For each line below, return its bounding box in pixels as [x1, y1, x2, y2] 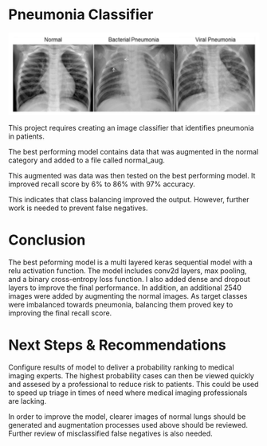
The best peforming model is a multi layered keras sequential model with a [8, 257, 253, 267]
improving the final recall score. [8, 308, 112, 318]
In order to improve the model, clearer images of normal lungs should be [8, 412, 246, 421]
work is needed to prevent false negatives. [8, 203, 148, 213]
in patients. [8, 131, 45, 141]
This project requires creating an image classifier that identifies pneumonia [8, 123, 254, 132]
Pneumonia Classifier [8, 6, 154, 24]
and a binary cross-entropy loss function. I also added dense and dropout [8, 274, 251, 284]
